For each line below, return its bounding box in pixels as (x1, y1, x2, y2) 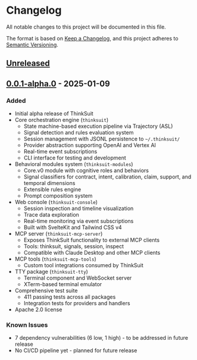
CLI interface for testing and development (23, 154, 126, 161)
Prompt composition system (23, 192, 93, 199)
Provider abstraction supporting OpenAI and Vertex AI (23, 142, 157, 149)
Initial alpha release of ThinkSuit (14, 110, 93, 117)
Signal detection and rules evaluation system (23, 129, 134, 136)
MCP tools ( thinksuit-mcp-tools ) (14, 255, 96, 262)
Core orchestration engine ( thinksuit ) (14, 117, 109, 124)
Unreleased (6, 58, 51, 68)
